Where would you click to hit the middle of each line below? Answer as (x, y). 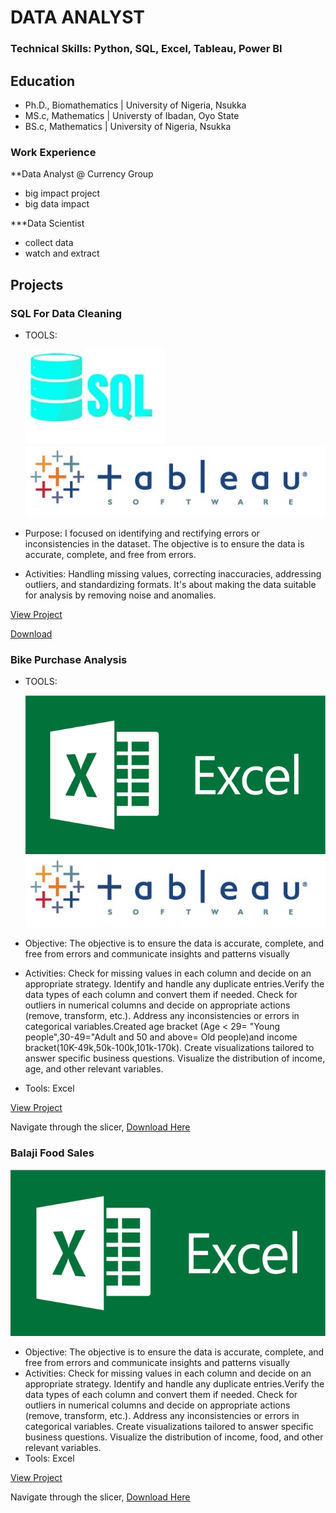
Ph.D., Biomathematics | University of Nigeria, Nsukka (135, 105)
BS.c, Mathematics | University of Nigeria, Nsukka (128, 126)
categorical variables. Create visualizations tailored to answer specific (169, 1426)
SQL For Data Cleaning (66, 313)
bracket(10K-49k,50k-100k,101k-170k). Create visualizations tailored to (169, 1048)
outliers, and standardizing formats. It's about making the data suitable (170, 585)
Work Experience (53, 152)
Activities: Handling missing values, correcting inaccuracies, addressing (173, 574)
